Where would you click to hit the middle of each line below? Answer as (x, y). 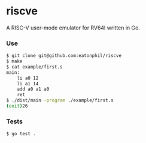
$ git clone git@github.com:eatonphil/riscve (64, 56)
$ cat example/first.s (34, 67)
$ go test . (21, 134)
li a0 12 (28, 78)
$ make (14, 61)
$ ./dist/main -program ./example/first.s (60, 100)
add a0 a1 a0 (33, 89)
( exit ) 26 (17, 106)
